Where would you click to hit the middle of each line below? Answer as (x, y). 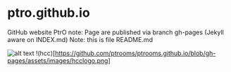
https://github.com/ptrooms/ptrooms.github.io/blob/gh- (136, 53)
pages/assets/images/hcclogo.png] (59, 60)
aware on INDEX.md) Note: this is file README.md (80, 39)
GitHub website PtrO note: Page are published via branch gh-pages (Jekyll (115, 32)
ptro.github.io (49, 13)
